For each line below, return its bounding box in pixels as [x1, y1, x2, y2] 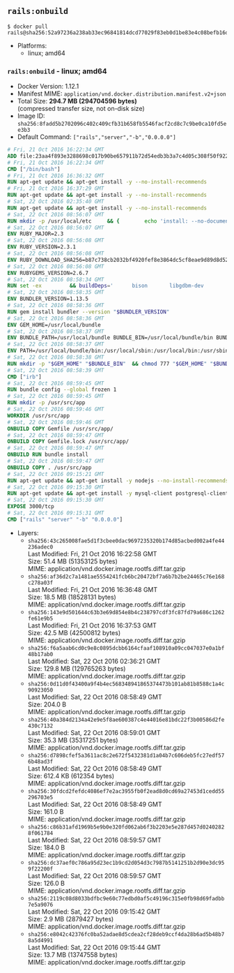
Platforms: [17, 41, 47, 50]
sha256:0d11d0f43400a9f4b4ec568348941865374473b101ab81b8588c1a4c [27, 681, 225, 688]
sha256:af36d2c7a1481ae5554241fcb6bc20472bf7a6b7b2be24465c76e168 [27, 573, 225, 580]
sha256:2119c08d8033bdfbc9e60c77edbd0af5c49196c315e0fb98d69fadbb [27, 895, 225, 902]
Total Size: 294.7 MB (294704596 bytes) [17, 97, 137, 105]
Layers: [17, 528, 39, 537]
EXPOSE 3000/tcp [7, 503, 54, 510]
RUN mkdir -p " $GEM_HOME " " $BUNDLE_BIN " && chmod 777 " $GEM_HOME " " [7, 360, 214, 367]
